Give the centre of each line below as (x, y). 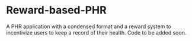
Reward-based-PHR (56, 10)
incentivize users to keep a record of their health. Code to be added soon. (96, 32)
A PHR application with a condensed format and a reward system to (89, 26)
